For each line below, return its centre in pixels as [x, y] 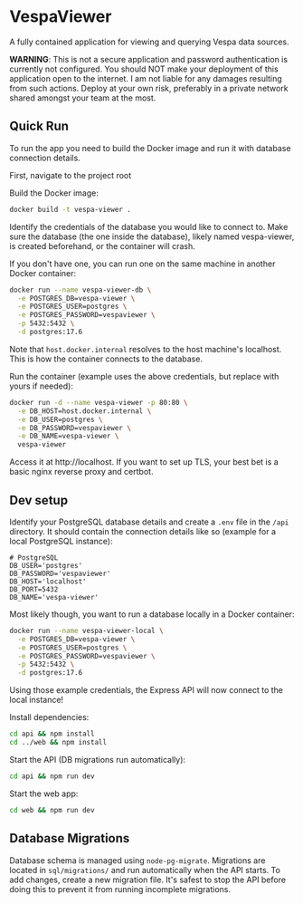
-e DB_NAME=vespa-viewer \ [68, 437]
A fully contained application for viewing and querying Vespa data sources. [149, 42]
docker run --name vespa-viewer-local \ [87, 630]
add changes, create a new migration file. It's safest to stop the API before [148, 880]
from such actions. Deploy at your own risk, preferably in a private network [149, 88]
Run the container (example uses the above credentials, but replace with [144, 376]
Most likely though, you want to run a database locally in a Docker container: [152, 614]
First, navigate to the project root [71, 175]
